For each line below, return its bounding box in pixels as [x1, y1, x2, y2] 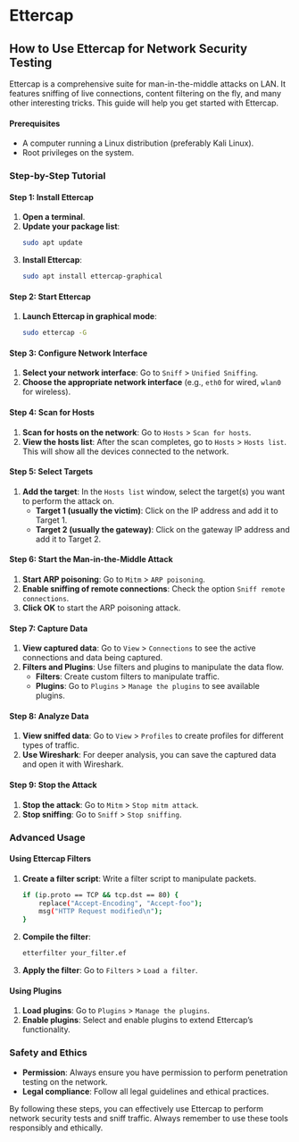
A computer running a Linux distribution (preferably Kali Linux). [21, 138, 254, 148]
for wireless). [21, 386, 71, 398]
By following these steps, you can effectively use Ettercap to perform [9, 1103, 264, 1113]
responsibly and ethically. [9, 1122, 104, 1133]
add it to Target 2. [35, 533, 101, 544]
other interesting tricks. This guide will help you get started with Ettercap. [9, 97, 279, 108]
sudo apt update [21, 239, 83, 248]
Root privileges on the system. [21, 147, 135, 158]
